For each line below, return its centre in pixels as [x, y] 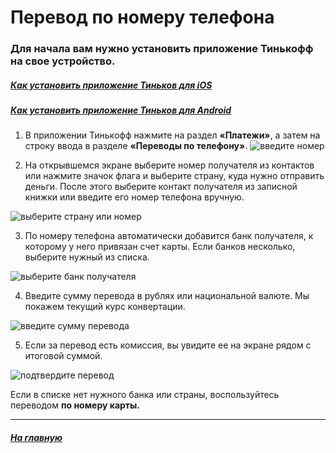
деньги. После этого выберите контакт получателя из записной [161, 187]
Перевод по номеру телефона [142, 17]
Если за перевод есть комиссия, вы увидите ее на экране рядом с [168, 345]
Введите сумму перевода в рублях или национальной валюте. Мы [167, 296]
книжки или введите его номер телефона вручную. [134, 197]
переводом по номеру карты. [75, 405]
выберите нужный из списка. [87, 257]
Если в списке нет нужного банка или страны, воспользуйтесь [145, 395]
